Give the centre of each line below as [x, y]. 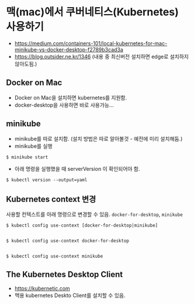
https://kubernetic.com [42, 289]
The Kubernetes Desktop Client [65, 274]
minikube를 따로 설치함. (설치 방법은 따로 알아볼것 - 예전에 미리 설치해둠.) [98, 139]
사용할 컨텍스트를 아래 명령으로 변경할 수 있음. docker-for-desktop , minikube [94, 214]
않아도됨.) [26, 64]
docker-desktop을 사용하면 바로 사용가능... [64, 105]
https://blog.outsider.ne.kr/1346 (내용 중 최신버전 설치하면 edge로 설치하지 [101, 56]
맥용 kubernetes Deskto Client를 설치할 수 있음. [70, 295]
